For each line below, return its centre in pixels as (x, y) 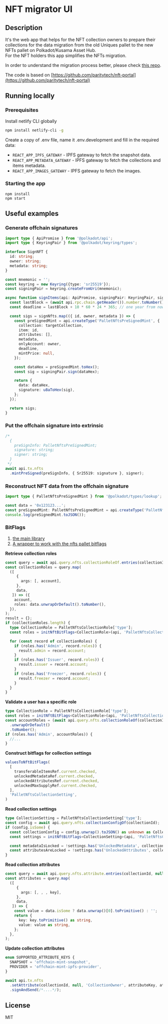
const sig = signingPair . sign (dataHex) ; (57, 372)
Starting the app (25, 183)
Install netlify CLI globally (31, 121)
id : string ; (22, 257)
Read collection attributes (32, 865)
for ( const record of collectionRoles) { (53, 641)
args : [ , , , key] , (41, 892)
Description (24, 28)
